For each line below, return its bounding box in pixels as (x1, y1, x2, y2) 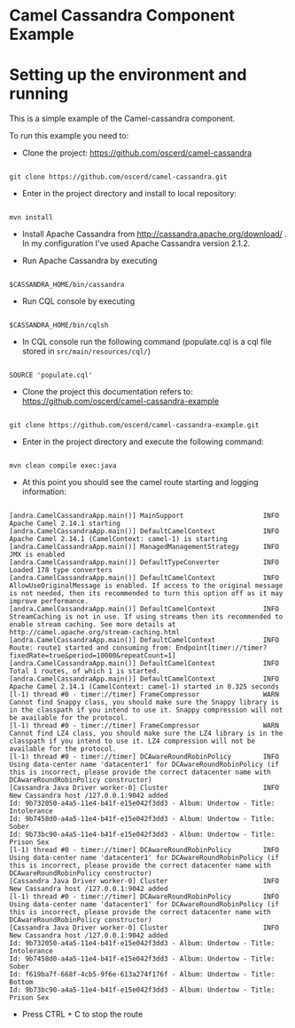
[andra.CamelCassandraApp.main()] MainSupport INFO (9, 512, 279, 521)
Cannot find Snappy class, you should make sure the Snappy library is (9, 698, 279, 707)
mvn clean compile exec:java (9, 461, 117, 471)
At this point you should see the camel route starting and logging (21, 477, 259, 488)
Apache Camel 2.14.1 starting (9, 519, 121, 529)
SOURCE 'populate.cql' (9, 371, 93, 380)
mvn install (9, 213, 53, 222)
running (9, 84, 69, 104)
